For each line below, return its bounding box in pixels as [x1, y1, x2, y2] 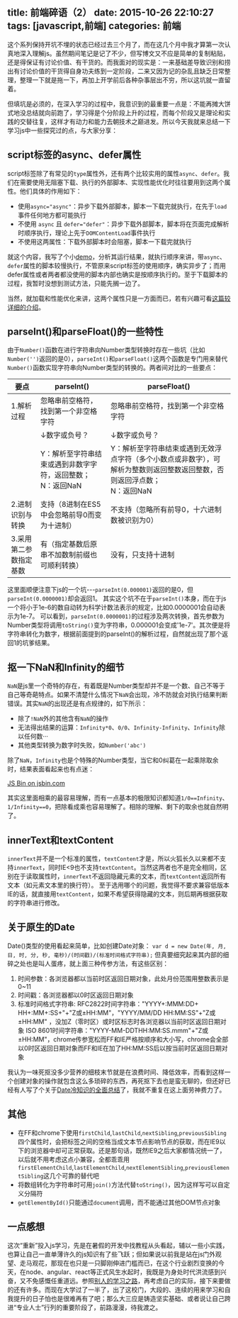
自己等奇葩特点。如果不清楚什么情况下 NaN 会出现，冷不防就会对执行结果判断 [7, 691, 228, 699]
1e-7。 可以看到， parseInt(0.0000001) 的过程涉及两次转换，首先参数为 [19, 612, 225, 620]
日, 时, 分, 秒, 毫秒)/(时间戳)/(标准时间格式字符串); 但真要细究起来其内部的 [7, 950, 223, 959]
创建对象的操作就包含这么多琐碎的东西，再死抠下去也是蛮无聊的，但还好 [13, 1076, 225, 1085]
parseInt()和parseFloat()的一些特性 [7, 325, 164, 338]
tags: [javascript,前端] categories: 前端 [7, 20, 182, 32]
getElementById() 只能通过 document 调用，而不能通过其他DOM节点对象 [17, 1197, 221, 1207]
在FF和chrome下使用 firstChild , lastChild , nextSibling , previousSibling [17, 1128, 227, 1137]
